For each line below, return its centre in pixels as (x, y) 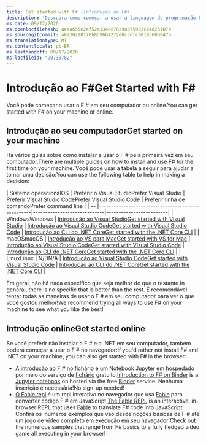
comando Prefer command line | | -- (51, 206)
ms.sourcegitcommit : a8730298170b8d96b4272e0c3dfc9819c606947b (89, 35)
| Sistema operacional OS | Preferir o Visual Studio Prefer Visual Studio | (96, 193)
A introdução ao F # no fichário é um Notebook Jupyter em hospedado (105, 368)
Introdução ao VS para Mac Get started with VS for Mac (118, 239)
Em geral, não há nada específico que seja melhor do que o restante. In (96, 283)
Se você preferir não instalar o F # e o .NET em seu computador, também (99, 344)
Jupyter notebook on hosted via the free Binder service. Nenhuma (99, 382)
